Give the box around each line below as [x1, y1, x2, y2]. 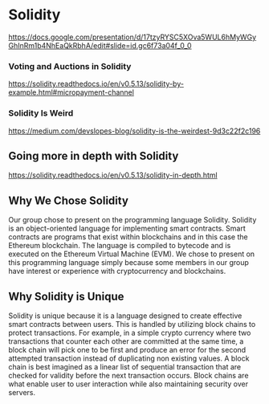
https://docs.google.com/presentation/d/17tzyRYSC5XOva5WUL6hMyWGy [8, 32, 257, 42]
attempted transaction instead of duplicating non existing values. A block [8, 353, 250, 363]
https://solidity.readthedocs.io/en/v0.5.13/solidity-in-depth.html [8, 170, 218, 180]
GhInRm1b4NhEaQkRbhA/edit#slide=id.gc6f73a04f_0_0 [8, 40, 192, 50]
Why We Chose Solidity [8, 194, 128, 207]
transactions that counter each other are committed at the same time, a [8, 336, 244, 346]
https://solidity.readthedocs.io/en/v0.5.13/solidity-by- [8, 79, 185, 89]
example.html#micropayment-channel [8, 88, 135, 97]
